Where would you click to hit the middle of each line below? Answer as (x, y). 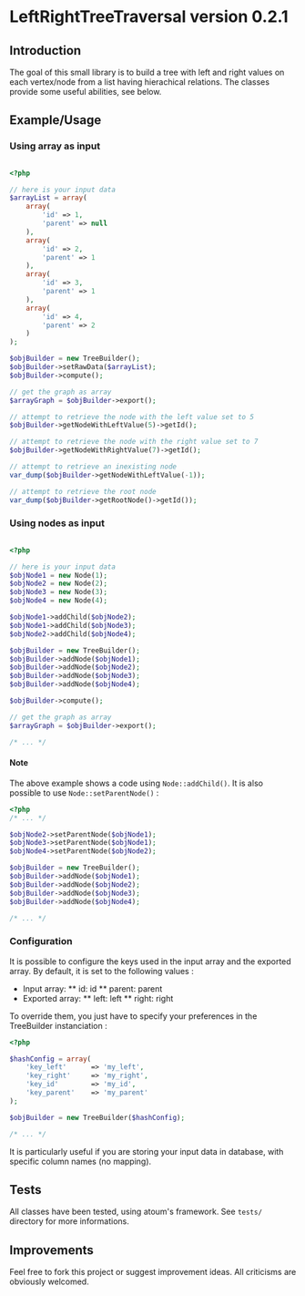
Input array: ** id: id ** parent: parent (92, 988)
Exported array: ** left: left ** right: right (98, 998)
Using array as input (55, 146)
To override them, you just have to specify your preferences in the (133, 1016)
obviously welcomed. (49, 1281)
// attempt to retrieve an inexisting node (93, 467)
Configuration (41, 941)
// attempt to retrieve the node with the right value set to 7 (134, 442)
